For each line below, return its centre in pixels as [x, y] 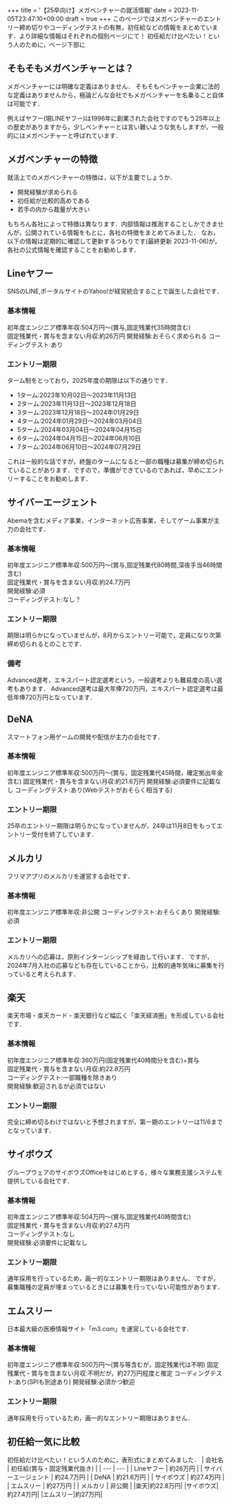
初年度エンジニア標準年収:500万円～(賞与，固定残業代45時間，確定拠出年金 [115, 773]
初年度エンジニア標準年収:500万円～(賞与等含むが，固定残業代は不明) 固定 [113, 1365]
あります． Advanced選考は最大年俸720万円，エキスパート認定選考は [118, 688]
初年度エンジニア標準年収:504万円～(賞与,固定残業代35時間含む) [99, 327]
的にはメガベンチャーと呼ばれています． [64, 135]
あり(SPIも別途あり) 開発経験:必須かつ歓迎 [75, 1382]
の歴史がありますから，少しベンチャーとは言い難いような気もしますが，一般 [115, 127]
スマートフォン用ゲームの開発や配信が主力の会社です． [86, 737]
